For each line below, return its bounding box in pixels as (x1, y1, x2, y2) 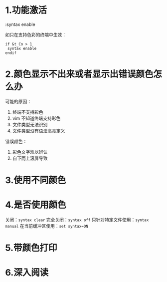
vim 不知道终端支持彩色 (12, 115, 61, 121)
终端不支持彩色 (12, 109, 43, 115)
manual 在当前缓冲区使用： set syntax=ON (5, 223, 88, 229)
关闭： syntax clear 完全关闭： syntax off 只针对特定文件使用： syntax (5, 217, 149, 223)
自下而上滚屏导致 (12, 155, 48, 161)
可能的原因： (5, 98, 31, 104)
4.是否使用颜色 (5, 199, 66, 211)
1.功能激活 (5, 4, 47, 16)
